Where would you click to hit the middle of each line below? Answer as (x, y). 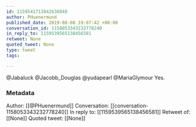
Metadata (20, 93)
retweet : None (24, 39)
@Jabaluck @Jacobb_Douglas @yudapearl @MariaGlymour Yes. (86, 77)
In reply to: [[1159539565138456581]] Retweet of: (130, 112)
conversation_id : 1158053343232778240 (54, 28)
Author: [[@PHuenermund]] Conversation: (58, 105)
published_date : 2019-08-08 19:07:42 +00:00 (62, 22)
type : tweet (21, 50)
